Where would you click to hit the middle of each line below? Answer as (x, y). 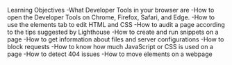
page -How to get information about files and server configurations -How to (116, 39)
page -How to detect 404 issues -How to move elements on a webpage (110, 54)
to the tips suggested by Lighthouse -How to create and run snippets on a (113, 32)
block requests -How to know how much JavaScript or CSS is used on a (110, 47)
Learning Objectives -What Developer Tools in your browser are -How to (111, 10)
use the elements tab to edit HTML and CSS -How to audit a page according (116, 25)
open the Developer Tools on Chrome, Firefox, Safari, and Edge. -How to (111, 17)
